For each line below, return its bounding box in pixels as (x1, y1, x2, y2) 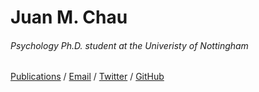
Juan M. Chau (10, 6, 128, 29)
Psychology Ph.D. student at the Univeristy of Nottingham (10, 39, 249, 51)
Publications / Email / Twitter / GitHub (10, 71, 165, 83)
